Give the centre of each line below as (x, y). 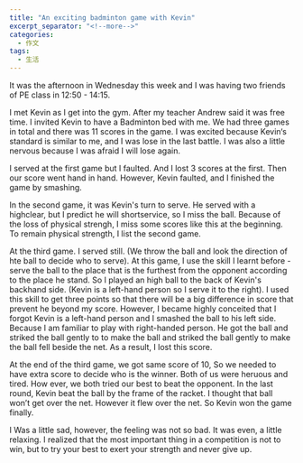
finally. (22, 412)
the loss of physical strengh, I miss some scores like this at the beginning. (147, 224)
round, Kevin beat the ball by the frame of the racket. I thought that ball (141, 393)
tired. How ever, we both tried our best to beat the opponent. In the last (141, 384)
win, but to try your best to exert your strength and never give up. (131, 449)
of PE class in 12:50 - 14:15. (60, 95)
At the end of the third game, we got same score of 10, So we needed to (143, 365)
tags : (19, 51)
